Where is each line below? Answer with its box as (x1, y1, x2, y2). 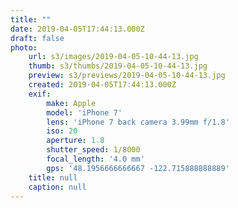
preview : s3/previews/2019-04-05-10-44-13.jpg (28, 71, 226, 81)
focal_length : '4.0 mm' (46, 154, 145, 164)
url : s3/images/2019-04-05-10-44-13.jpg (28, 52, 199, 62)
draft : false (10, 33, 65, 43)
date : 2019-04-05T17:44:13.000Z (10, 24, 145, 34)
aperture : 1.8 (46, 136, 105, 146)
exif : (28, 89, 52, 99)
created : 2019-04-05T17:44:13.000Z (28, 80, 177, 90)
